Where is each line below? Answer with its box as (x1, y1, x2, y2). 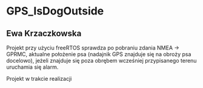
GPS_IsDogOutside (6, 4, 104, 18)
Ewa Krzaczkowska (6, 28, 82, 39)
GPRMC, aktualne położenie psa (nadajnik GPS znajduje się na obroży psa (6, 51, 191, 58)
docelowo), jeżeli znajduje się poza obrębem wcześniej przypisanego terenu (6, 57, 197, 64)
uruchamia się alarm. (6, 63, 59, 71)
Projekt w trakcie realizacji (6, 75, 72, 82)
